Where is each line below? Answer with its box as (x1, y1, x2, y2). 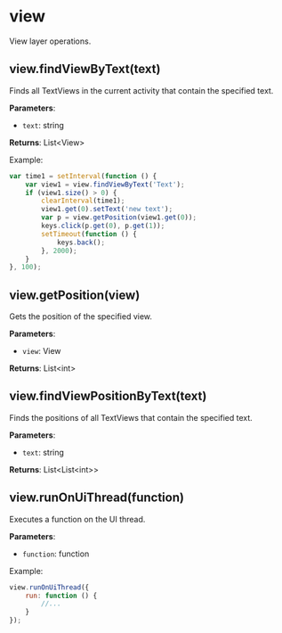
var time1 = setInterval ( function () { (9, 171, 157, 180)
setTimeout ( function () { (41, 229, 138, 238)
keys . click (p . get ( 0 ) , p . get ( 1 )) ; (41, 221, 165, 230)
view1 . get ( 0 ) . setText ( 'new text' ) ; (41, 205, 173, 214)
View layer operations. (9, 36, 92, 46)
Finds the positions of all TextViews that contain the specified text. (9, 412, 254, 423)
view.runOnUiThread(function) (9, 490, 185, 506)
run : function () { (25, 591, 98, 600)
